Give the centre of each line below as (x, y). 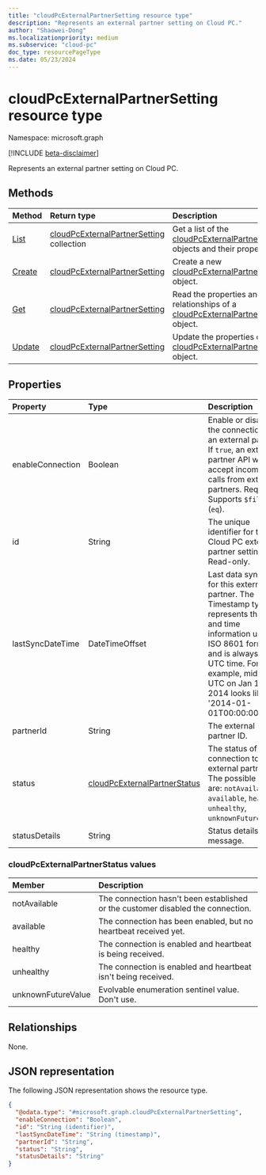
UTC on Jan (230, 683)
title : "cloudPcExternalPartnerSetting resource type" (101, 15)
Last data (225, 575)
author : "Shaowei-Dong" (47, 30)
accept (221, 470)
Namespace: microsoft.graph (56, 137)
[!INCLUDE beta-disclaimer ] (53, 153)
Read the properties (209, 294)
